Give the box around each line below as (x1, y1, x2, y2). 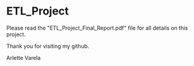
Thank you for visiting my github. (6, 42, 90, 50)
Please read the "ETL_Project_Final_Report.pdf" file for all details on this (6, 24, 188, 31)
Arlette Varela (6, 54, 41, 61)
